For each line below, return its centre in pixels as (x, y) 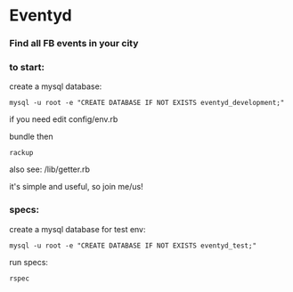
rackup (21, 153)
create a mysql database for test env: (77, 229)
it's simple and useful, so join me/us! (77, 187)
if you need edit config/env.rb (64, 119)
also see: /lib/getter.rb (50, 169)
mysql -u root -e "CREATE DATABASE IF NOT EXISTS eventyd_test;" (133, 246)
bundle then (31, 137)
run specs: (29, 262)
